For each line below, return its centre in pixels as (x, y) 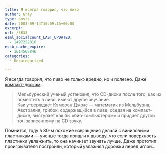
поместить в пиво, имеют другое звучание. (64, 100)
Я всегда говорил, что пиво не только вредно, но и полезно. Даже (76, 79)
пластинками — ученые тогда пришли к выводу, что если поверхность (81, 136)
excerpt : (14, 28)
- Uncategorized (26, 61)
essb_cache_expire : (25, 47)
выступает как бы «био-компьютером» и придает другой (94, 116)
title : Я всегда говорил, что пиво (42, 10)
